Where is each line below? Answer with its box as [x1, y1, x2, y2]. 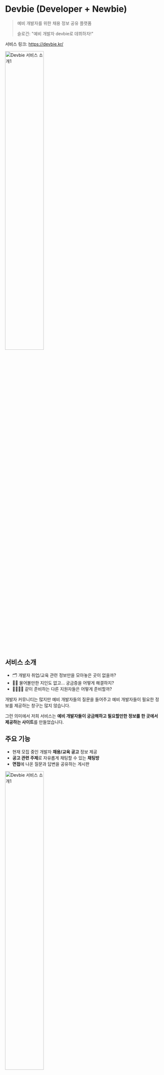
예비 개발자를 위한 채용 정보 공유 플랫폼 [17, 20, 92, 26]
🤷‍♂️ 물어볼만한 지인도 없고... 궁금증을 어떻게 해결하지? [12, 680, 114, 685]
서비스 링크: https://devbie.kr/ [5, 41, 64, 47]
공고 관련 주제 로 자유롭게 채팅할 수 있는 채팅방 [12, 755, 99, 760]
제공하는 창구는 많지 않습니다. [14, 702, 70, 709]
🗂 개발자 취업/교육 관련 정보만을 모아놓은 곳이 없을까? [12, 672, 117, 678]
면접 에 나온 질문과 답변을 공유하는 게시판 [12, 761, 90, 767]
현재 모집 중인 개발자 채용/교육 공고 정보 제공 [12, 749, 97, 755]
